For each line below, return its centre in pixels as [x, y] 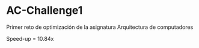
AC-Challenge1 [44, 10]
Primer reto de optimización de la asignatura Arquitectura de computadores [100, 27]
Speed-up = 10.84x [30, 38]
